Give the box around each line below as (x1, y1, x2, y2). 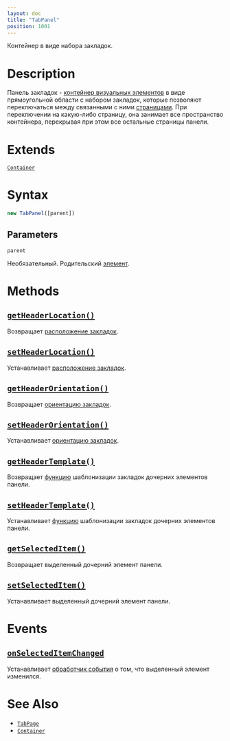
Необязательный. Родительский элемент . (7, 259, 130, 267)
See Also (7, 696, 59, 711)
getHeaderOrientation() (7, 384, 109, 394)
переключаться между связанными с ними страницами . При (7, 103, 187, 111)
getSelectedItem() (7, 544, 86, 554)
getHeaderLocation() (7, 311, 95, 320)
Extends (7, 142, 56, 157)
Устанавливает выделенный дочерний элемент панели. (7, 597, 170, 605)
